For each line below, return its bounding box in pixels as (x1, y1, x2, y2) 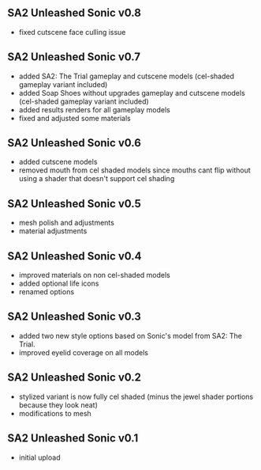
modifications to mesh (18, 408, 91, 418)
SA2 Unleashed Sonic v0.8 (7, 6, 141, 20)
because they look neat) (18, 400, 98, 410)
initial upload (18, 453, 61, 462)
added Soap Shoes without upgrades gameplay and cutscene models (18, 88, 245, 97)
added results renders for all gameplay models (18, 104, 170, 114)
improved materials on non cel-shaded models (18, 271, 170, 280)
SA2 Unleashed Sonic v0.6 (7, 136, 141, 150)
